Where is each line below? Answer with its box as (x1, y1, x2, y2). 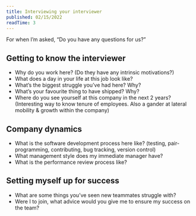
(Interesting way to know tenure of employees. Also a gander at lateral (14, 100, 187, 107)
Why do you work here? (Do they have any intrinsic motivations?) (14, 69, 175, 76)
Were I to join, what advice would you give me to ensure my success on (14, 198, 191, 205)
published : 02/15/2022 (6, 14, 62, 20)
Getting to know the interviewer (6, 53, 126, 63)
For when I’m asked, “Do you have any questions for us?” (6, 36, 146, 43)
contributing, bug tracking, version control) (50, 146, 156, 153)
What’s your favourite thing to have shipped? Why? (14, 88, 140, 95)
